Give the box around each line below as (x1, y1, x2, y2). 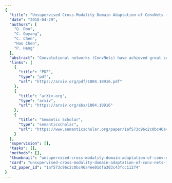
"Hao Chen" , (14, 41, 40, 46)
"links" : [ (9, 60, 33, 65)
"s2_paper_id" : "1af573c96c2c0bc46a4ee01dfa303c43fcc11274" (9, 165, 141, 170)
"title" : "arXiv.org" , (18, 93, 67, 98)
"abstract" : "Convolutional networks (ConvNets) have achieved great (9, 55, 161, 60)
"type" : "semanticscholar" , (18, 121, 79, 127)
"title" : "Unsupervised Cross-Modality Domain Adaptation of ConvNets (9, 12, 164, 17)
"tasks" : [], (9, 146, 37, 151)
